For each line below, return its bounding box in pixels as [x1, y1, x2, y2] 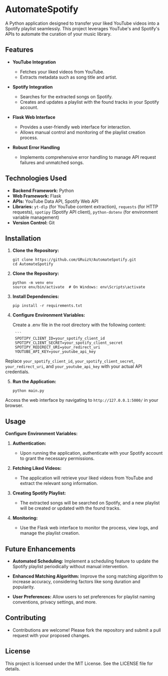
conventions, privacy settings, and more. [12, 599, 97, 605]
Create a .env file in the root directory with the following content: [12, 322, 146, 328]
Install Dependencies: [12, 293, 59, 299]
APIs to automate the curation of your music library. [5, 31, 112, 37]
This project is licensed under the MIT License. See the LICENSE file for [5, 660, 153, 666]
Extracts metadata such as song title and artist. [20, 74, 117, 80]
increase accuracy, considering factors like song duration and [12, 579, 140, 584]
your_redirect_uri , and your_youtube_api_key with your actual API [5, 363, 142, 370]
